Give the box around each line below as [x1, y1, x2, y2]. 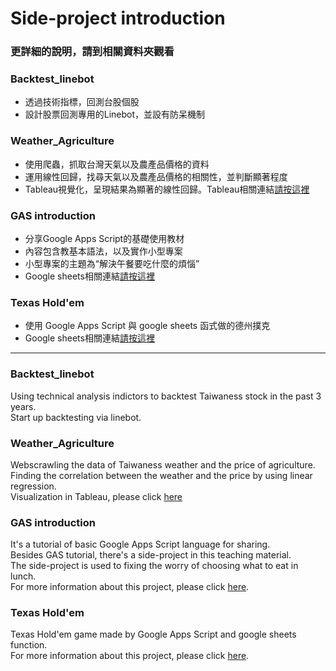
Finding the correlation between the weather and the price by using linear [10, 469, 313, 481]
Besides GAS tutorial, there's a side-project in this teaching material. [10, 549, 292, 561]
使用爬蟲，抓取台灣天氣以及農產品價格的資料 [24, 158, 210, 170]
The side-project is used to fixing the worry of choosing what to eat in [10, 560, 299, 572]
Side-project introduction [10, 7, 226, 30]
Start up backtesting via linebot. [10, 411, 142, 423]
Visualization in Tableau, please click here [10, 490, 183, 502]
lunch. [10, 570, 37, 582]
